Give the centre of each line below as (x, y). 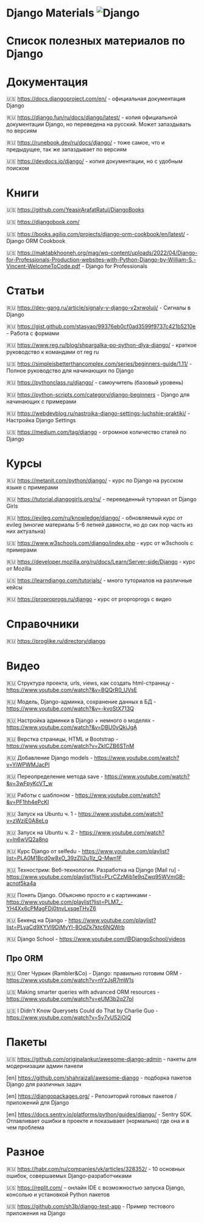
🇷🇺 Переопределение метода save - (55, 776)
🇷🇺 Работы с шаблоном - (40, 795)
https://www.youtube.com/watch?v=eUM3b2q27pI (70, 998)
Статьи (25, 291)
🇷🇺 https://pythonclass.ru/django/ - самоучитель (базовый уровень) (95, 383)
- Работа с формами (33, 333)
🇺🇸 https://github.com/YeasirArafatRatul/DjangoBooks (75, 210)
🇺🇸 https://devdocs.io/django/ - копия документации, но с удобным (94, 161)
